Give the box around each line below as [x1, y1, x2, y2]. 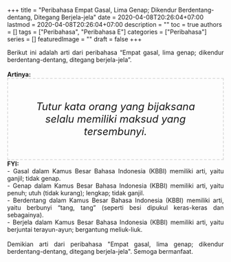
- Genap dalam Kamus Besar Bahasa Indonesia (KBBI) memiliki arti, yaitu [7, 182, 224, 190]
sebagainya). [7, 211, 44, 219]
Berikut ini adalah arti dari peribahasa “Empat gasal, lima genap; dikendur [7, 48, 224, 56]
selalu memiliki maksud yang [45, 113, 186, 126]
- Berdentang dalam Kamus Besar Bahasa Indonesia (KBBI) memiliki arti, [7, 196, 224, 204]
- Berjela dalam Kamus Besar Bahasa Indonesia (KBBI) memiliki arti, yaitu [7, 218, 224, 226]
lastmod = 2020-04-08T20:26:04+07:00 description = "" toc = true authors [7, 21, 222, 28]
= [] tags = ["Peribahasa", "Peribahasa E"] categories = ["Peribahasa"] [7, 28, 208, 36]
